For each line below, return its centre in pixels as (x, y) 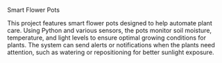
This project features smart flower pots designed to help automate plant (110, 23)
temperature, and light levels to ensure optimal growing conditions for (107, 38)
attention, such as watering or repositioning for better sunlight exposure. (111, 52)
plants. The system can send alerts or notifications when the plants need (111, 45)
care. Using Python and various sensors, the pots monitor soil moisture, (110, 30)
